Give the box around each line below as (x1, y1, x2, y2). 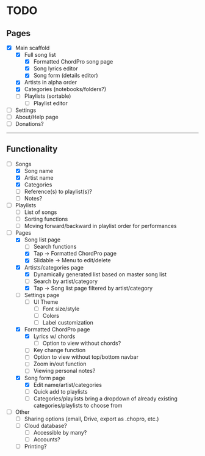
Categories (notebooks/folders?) (24, 86, 107, 93)
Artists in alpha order (24, 79, 77, 86)
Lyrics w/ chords (33, 333, 76, 340)
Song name (24, 167, 54, 174)
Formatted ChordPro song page (33, 58, 113, 65)
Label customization (42, 319, 93, 326)
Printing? (24, 443, 47, 450)
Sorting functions (24, 215, 68, 223)
